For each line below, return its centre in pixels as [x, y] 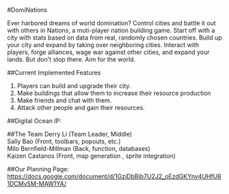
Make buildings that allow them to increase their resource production [114, 93]
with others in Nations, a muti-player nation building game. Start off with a [111, 30]
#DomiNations [27, 10]
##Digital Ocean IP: [34, 121]
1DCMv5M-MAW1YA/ [37, 183]
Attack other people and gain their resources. [81, 108]
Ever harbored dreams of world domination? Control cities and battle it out [112, 23]
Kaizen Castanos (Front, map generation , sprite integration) [92, 156]
